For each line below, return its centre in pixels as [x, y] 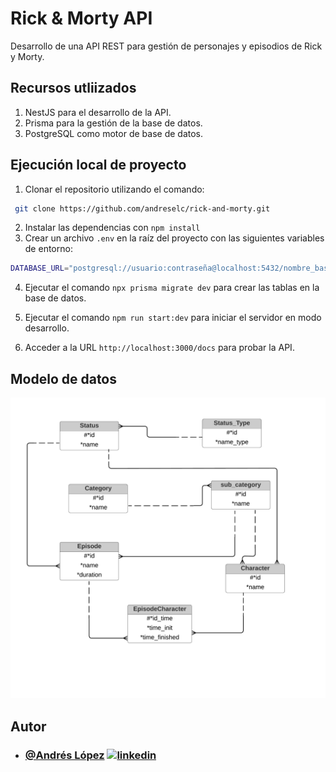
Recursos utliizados [73, 88]
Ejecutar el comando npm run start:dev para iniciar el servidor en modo [173, 318]
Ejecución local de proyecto [98, 165]
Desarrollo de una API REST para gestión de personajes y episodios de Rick [166, 46]
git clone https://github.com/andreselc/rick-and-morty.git [142, 208]
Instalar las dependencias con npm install [112, 228]
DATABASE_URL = [40, 268]
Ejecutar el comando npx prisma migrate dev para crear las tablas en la [172, 288]
